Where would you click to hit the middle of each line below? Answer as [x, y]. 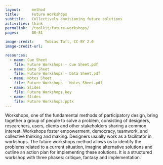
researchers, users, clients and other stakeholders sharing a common [76, 126]
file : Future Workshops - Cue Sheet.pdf [56, 64]
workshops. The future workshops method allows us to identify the [73, 142]
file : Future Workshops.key [43, 92]
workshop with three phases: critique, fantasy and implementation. [73, 158]
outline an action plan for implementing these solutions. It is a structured [79, 152]
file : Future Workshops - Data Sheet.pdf [57, 74]
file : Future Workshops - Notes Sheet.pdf [58, 83]
